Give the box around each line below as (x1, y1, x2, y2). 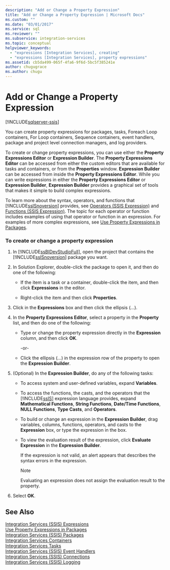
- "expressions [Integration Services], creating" (10, 50, 120, 55)
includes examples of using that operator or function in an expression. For (5, 213, 161, 219)
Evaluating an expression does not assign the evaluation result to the (20, 478, 165, 484)
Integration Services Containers (5, 537, 72, 543)
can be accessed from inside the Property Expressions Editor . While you (5, 171, 160, 177)
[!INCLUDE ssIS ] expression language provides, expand (20, 395, 136, 402)
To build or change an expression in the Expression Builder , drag (20, 416, 158, 423)
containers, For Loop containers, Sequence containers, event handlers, (5, 134, 155, 140)
